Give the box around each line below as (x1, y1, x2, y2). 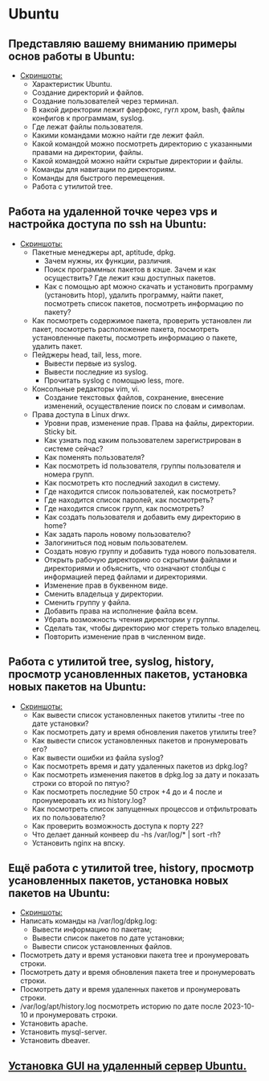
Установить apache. (19, 1018, 88, 1029)
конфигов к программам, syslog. (31, 113, 145, 123)
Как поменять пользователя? (43, 452, 145, 462)
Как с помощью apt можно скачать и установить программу (43, 281, 254, 291)
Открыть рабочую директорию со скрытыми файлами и (43, 555, 237, 564)
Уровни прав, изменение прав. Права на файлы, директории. (43, 418, 255, 428)
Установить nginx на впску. (31, 837, 126, 848)
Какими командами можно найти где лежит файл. (31, 130, 205, 140)
